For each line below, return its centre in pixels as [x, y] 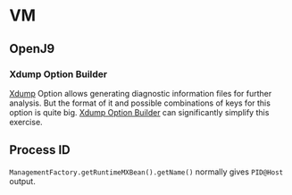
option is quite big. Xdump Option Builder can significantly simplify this [139, 112]
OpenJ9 [32, 49]
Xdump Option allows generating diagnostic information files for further [141, 93]
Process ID [40, 150]
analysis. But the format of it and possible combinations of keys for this [140, 103]
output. [22, 181]
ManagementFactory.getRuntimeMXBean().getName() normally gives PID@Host [146, 172]
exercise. [26, 122]
